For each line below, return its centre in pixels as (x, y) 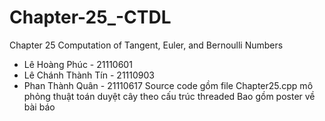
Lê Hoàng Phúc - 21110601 (78, 64)
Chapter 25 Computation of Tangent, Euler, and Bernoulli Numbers (146, 45)
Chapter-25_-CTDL (90, 17)
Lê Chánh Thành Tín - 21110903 (89, 75)
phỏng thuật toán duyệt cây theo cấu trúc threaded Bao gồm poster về (169, 96)
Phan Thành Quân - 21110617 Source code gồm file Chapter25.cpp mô (168, 85)
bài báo (39, 107)
